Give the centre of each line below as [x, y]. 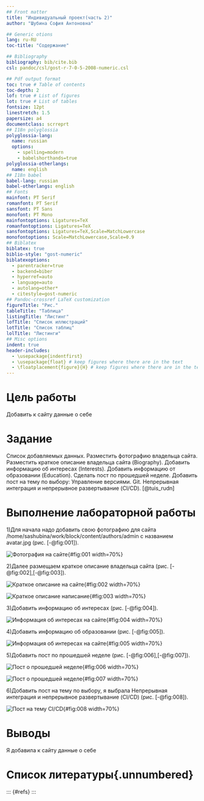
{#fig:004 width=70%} [134, 620]
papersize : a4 [24, 118]
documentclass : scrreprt [38, 124]
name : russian [29, 141]
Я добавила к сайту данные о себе [51, 750]
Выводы [28, 733]
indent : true [23, 345]
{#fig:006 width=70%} [110, 666]
